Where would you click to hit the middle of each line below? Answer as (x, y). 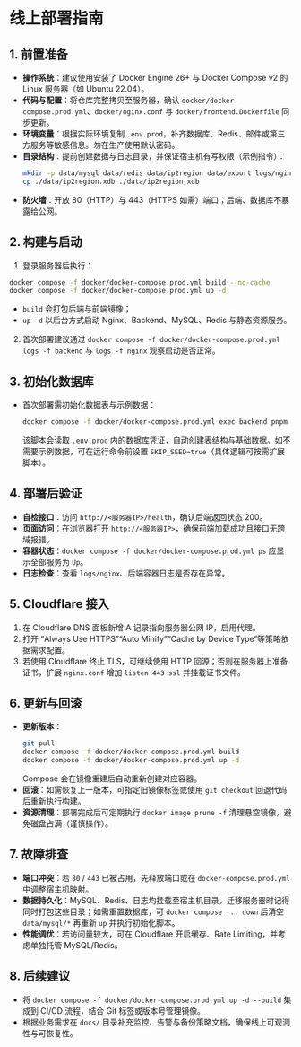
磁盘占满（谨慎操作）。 (72, 823)
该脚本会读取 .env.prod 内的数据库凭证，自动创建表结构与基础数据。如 (153, 440)
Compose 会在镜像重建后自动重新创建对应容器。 (112, 779)
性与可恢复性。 (50, 1033)
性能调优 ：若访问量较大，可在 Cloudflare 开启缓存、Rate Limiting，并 (150, 934)
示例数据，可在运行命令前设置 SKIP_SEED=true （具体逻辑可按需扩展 (161, 451)
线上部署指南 (57, 18)
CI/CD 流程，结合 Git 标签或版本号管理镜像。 (123, 1010)
